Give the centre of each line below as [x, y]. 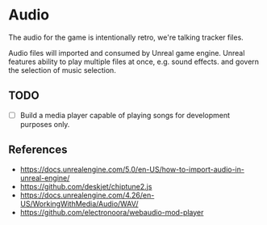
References [38, 150]
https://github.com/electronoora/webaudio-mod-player [112, 212]
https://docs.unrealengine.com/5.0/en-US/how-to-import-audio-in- [132, 169]
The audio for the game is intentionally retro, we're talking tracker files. [126, 37]
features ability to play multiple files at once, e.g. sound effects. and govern [134, 62]
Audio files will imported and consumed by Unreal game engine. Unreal [127, 53]
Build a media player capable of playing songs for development [125, 115]
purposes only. [45, 124]
